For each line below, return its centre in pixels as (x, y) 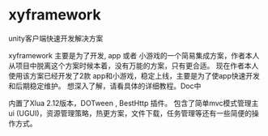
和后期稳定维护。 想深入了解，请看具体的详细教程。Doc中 (105, 86)
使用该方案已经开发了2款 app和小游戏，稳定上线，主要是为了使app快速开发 (134, 75)
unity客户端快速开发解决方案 (56, 38)
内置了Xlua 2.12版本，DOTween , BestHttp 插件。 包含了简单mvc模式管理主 (134, 103)
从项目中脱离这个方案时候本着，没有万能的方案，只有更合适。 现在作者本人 (134, 66)
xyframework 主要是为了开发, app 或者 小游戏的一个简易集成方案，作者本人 (134, 55)
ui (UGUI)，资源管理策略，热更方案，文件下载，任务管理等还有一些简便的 (130, 113)
